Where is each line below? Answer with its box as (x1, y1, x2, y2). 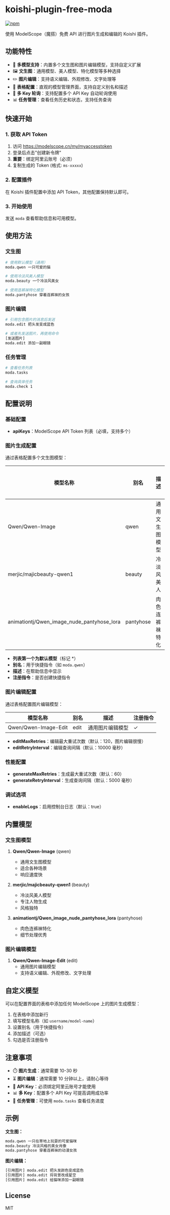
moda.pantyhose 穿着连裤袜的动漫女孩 (5, 1148, 77, 1153)
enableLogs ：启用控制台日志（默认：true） (12, 804, 104, 810)
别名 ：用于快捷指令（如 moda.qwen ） (12, 662, 88, 668)
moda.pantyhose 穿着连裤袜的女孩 (5, 292, 70, 298)
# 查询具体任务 (5, 379, 33, 384)
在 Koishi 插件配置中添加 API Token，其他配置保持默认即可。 (5, 189, 132, 195)
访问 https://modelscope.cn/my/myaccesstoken (12, 143, 112, 149)
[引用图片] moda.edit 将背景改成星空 (5, 1173, 76, 1178)
